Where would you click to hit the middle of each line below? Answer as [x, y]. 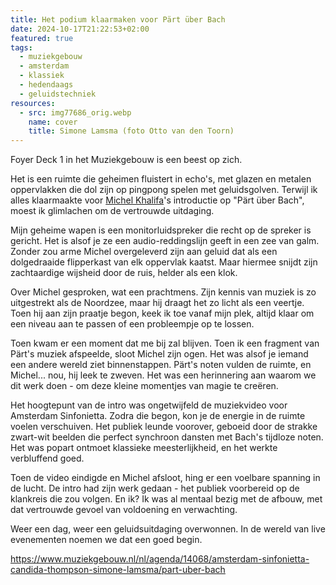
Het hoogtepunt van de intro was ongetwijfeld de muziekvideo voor [149, 405]
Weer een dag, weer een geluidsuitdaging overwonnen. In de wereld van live [168, 529]
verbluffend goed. [47, 458]
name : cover [53, 122]
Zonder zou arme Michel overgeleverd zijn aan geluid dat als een [144, 252]
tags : [21, 47]
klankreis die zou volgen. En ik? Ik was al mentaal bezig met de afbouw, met [166, 499]
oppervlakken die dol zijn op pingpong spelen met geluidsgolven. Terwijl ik [164, 190]
